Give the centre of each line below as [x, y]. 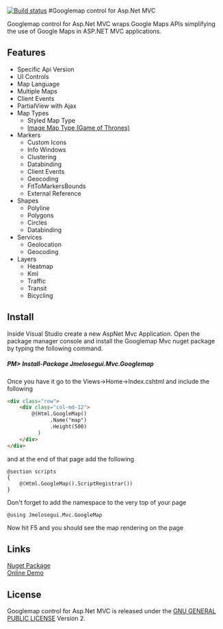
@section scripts [32, 471]
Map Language [38, 84]
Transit [37, 288]
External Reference [54, 193]
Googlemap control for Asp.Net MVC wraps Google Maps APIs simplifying [111, 24]
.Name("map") [69, 420]
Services [29, 237]
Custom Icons [47, 142]
